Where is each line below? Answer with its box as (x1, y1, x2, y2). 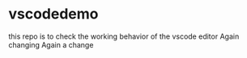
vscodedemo (8, 5, 99, 23)
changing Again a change (8, 39, 94, 49)
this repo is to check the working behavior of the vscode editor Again (8, 31, 240, 41)
